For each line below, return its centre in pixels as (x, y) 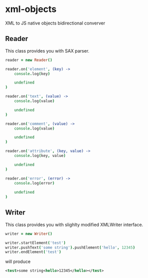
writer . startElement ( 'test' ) (35, 243)
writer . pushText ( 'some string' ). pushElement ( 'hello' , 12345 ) (70, 247)
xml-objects (31, 9)
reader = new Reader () (29, 60)
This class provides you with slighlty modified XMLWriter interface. (74, 224)
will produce (18, 261)
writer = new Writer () (29, 233)
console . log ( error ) (34, 183)
